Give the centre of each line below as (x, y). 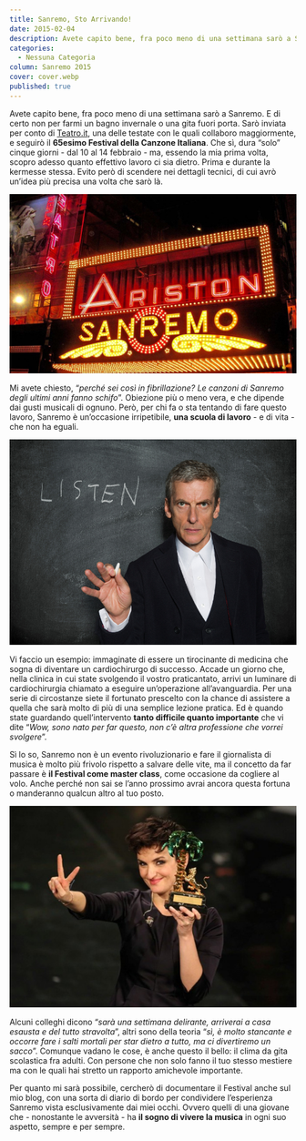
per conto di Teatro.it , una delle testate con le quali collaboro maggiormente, (153, 133)
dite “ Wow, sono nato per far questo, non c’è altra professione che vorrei (147, 727)
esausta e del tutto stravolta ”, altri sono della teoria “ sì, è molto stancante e (151, 1031)
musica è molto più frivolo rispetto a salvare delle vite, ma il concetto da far (150, 764)
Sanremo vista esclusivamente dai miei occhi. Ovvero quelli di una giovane (149, 1107)
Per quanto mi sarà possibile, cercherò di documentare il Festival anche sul (150, 1087)
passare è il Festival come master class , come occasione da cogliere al (144, 773)
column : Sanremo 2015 (51, 67)
